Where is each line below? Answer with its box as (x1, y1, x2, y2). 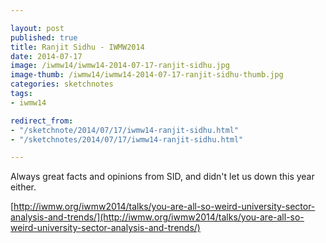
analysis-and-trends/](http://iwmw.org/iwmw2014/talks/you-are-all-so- (10, 211, 305, 223)
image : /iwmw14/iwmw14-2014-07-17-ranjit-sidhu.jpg (10, 61, 230, 71)
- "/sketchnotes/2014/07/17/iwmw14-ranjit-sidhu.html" (10, 134, 244, 145)
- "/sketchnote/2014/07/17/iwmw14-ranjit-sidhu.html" (10, 125, 240, 135)
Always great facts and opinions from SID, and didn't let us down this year (10, 171, 315, 183)
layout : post (10, 23, 65, 33)
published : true (10, 32, 78, 43)
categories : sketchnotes (10, 79, 114, 90)
